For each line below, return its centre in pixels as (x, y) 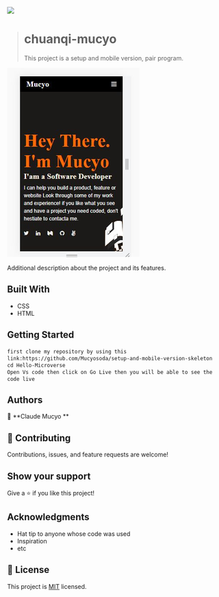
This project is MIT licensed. (47, 586)
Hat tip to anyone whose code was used (74, 534)
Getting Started (41, 335)
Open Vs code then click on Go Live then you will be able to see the (110, 372)
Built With (28, 289)
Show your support (49, 476)
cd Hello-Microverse (37, 365)
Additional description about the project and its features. (87, 268)
